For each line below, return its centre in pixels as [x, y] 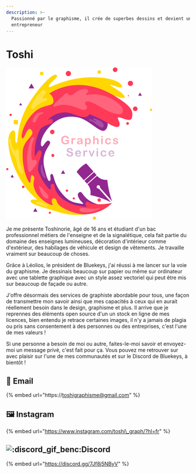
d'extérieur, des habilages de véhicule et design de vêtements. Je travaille [95, 248]
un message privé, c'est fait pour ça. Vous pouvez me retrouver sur [97, 350]
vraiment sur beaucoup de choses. [48, 254]
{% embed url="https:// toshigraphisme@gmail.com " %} [73, 395]
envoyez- [175, 344]
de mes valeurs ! [26, 333]
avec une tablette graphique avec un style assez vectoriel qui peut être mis [96, 277]
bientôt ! [16, 362]
